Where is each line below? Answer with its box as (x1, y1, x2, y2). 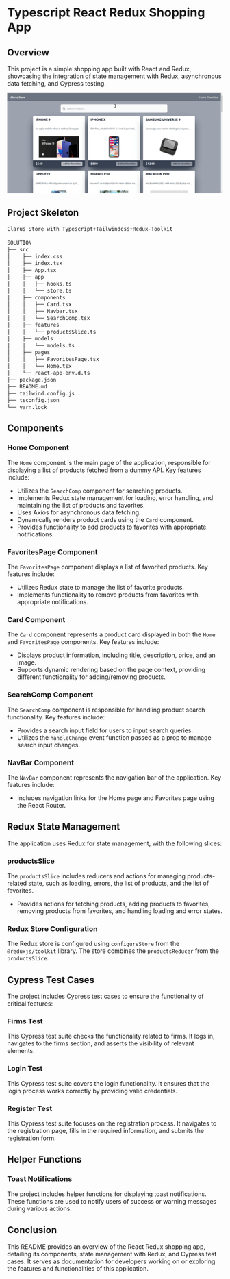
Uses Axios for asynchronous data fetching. (16, 508, 142, 517)
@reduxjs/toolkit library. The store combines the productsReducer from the (7, 947, 219, 955)
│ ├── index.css (7, 253, 63, 260)
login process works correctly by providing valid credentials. (7, 1086, 178, 1095)
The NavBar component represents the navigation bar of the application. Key (7, 773, 222, 782)
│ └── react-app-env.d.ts (7, 370, 90, 377)
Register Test (7, 1104, 53, 1113)
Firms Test (7, 1017, 43, 1026)
